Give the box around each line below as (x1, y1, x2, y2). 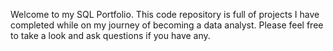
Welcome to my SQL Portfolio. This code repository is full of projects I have (10, 9, 320, 20)
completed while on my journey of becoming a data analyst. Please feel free (10, 19, 324, 31)
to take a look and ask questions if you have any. (10, 30, 211, 41)
